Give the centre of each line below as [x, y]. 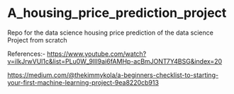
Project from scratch [37, 40]
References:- [27, 54]
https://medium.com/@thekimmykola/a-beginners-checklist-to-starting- [113, 75]
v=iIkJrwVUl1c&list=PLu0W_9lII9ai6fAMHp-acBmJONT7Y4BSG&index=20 [115, 61]
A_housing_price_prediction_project [117, 13]
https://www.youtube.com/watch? [97, 54]
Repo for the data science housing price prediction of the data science [111, 33]
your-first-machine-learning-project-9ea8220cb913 [83, 82]
